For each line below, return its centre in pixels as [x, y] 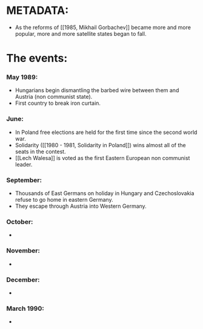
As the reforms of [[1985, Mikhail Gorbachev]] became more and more [103, 27]
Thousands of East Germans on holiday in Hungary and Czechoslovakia [105, 193]
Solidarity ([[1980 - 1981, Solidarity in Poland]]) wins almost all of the [100, 145]
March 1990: [25, 308]
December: [23, 279]
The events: [37, 58]
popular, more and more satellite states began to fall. [81, 33]
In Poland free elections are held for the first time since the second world [106, 132]
